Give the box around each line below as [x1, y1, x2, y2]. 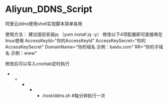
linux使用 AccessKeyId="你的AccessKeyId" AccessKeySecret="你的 [5, 37, 146, 43]
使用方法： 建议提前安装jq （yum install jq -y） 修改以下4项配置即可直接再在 [5, 31, 163, 37]
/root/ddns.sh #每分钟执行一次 [42, 92, 105, 98]
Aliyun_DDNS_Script [5, 3, 93, 15]
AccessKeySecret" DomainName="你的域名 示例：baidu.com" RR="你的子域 [5, 43, 163, 49]
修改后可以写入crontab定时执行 [5, 60, 70, 66]
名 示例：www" [5, 50, 37, 56]
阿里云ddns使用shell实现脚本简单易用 [5, 20, 83, 26]
